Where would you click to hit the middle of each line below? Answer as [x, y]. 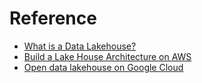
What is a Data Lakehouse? [80, 46]
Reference [53, 18]
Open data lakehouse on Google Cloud [103, 67]
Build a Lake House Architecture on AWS [107, 56]
